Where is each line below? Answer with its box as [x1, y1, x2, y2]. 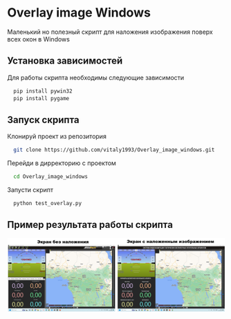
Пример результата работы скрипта [7, 219, 173, 231]
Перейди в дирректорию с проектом [7, 159, 116, 167]
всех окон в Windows [7, 35, 71, 43]
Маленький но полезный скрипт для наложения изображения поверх [7, 28, 213, 36]
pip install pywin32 [13, 88, 73, 95]
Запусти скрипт [7, 186, 54, 194]
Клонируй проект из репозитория [7, 133, 107, 141]
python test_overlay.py [13, 200, 82, 207]
